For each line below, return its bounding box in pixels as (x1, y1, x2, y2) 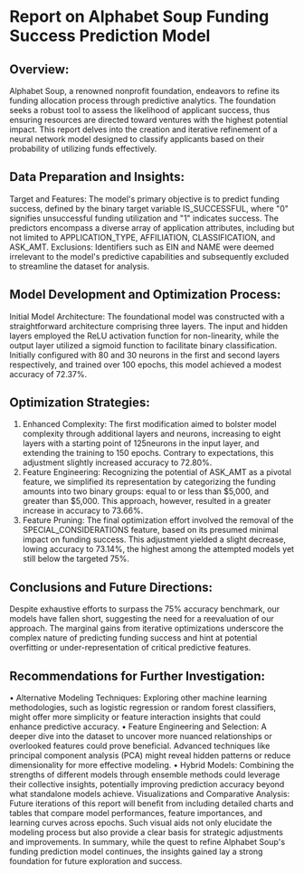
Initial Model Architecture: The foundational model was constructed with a (9, 310, 285, 322)
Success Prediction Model (9, 25, 211, 46)
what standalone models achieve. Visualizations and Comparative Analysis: (9, 789, 290, 800)
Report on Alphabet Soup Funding (9, 6, 270, 27)
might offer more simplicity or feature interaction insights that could (9, 712, 261, 723)
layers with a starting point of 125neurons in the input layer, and (22, 438, 260, 449)
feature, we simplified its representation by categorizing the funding (22, 477, 276, 488)
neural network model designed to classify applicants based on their (9, 134, 265, 144)
